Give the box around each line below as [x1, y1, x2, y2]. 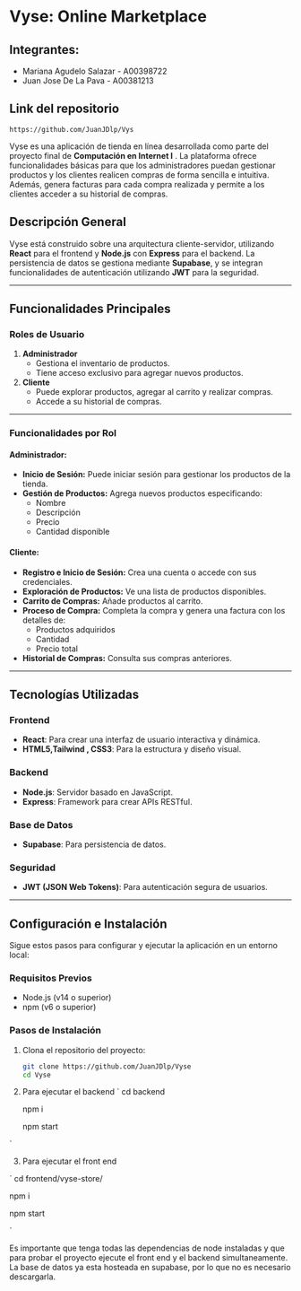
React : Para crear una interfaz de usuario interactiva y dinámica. [21, 734, 261, 746]
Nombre [35, 498, 66, 509]
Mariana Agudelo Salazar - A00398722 [21, 65, 168, 76]
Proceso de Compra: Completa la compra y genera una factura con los [21, 605, 286, 615]
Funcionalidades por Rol [9, 427, 116, 440]
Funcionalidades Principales [9, 301, 171, 317]
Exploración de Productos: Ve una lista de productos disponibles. [21, 586, 267, 597]
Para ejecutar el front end [21, 1156, 117, 1167]
